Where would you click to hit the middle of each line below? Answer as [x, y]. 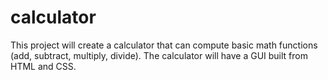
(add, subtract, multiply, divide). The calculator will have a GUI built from [159, 55]
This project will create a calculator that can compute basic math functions [164, 45]
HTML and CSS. [43, 66]
